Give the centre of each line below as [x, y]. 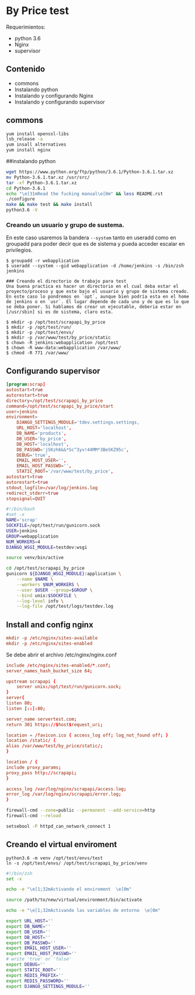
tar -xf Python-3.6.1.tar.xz [41, 183]
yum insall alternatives [36, 144]
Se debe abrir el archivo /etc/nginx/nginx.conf [61, 655]
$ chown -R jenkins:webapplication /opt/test [62, 343]
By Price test [37, 11]
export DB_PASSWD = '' [31, 943]
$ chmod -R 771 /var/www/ [37, 353]
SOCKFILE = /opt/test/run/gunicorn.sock [53, 526]
